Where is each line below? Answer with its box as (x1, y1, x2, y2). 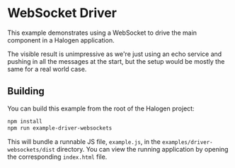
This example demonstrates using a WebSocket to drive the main (7, 28, 197, 37)
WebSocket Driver (7, 5, 117, 21)
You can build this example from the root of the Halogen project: (7, 104, 195, 113)
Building (7, 85, 45, 97)
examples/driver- (161, 138, 214, 146)
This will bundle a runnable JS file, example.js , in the (7, 137, 161, 146)
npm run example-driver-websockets (7, 124, 113, 132)
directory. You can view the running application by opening (56, 145, 229, 153)
